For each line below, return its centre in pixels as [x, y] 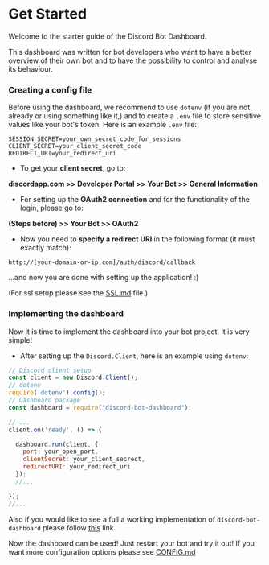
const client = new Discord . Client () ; [73, 378]
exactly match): [45, 248]
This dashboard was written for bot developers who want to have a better [130, 52]
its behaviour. [31, 68]
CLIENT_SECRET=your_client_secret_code [75, 146]
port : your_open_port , [61, 452]
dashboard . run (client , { [57, 444]
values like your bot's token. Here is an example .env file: [103, 125]
